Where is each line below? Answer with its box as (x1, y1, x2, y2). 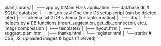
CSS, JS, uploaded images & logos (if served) (4, 35, 96, 41)
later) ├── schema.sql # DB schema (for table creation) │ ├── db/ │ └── (4, 15, 152, 20)
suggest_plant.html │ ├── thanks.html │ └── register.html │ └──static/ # (4, 31, 152, 36)
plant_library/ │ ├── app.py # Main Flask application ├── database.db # (4, 5, 150, 10)
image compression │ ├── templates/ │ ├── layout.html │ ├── (4, 25, 132, 31)
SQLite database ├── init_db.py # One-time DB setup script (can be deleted (4, 10, 157, 15)
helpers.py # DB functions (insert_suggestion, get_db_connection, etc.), (4, 20, 148, 26)
